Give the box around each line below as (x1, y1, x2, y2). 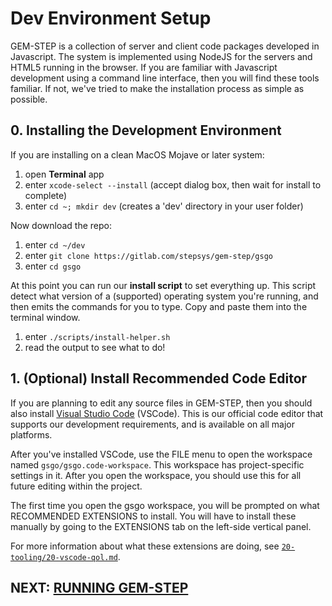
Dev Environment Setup (10, 7, 212, 30)
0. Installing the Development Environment (10, 122, 282, 139)
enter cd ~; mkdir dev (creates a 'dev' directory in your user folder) (24, 200, 304, 212)
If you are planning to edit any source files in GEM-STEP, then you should (10, 397, 313, 409)
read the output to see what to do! (24, 341, 166, 353)
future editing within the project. (10, 480, 143, 492)
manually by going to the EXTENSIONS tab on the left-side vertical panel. (10, 520, 312, 532)
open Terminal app (24, 168, 105, 180)
